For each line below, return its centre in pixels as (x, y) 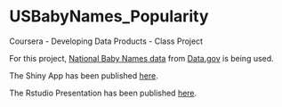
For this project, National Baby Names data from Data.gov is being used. (141, 58)
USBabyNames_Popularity (109, 16)
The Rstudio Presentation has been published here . (103, 93)
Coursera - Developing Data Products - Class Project (106, 41)
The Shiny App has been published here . (84, 75)
